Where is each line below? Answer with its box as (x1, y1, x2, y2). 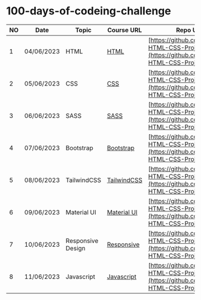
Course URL (107, 26, 142, 34)
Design (65, 244, 86, 252)
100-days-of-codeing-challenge (6, 4, 172, 18)
